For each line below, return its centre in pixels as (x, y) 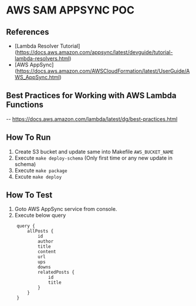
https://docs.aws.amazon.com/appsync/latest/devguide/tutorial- (95, 52)
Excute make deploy (38, 176)
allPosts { (40, 231)
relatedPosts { (56, 273)
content (47, 252)
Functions (25, 105)
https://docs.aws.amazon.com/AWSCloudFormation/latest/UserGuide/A (103, 71)
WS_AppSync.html (37, 77)
